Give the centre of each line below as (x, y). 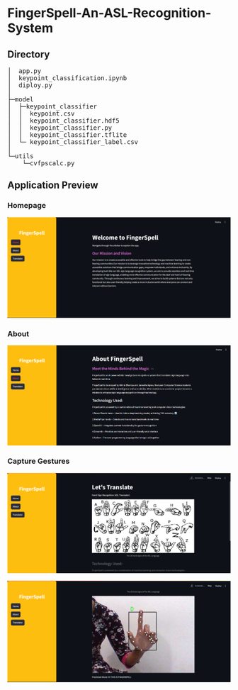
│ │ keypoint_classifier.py (60, 128)
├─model (21, 100)
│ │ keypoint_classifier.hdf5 (63, 121)
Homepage (27, 206)
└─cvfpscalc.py (49, 163)
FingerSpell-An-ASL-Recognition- (109, 13)
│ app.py (24, 71)
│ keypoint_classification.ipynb (67, 78)
